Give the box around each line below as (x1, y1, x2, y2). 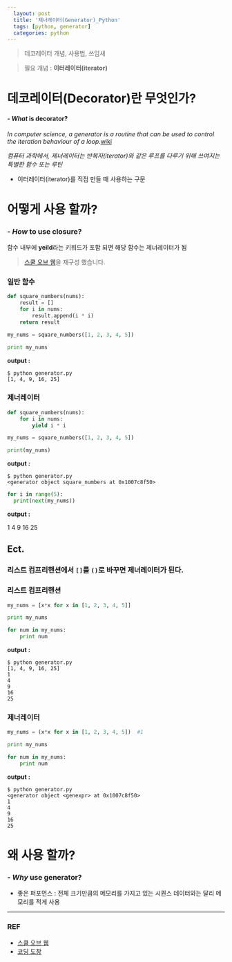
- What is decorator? (7, 115, 68, 123)
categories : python (13, 29, 70, 37)
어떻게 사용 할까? (7, 201, 98, 217)
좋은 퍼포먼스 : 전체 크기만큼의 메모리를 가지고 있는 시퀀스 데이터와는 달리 (17, 889, 215, 898)
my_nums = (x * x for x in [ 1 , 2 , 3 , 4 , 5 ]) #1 (7, 729, 144, 736)
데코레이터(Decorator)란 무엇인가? (7, 91, 197, 107)
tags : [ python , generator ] (13, 23, 91, 30)
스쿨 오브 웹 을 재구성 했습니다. (23, 258, 106, 266)
